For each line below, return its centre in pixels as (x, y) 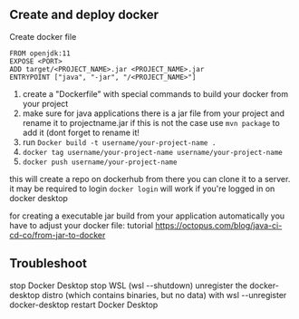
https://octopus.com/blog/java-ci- (219, 225)
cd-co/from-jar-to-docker (58, 235)
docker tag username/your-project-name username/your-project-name (152, 152)
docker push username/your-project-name (100, 162)
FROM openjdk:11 (40, 53)
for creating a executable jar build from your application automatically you (147, 216)
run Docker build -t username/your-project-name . (119, 142)
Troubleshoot (48, 263)
